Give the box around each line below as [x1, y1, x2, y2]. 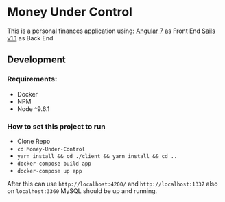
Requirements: [7, 75, 58, 84]
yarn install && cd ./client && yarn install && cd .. [16, 153, 178, 160]
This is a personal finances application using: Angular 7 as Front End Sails [7, 27, 216, 35]
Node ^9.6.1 [16, 104, 50, 113]
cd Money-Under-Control [16, 145, 86, 153]
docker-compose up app [16, 167, 82, 175]
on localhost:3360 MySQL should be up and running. [7, 186, 158, 195]
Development [7, 54, 67, 66]
